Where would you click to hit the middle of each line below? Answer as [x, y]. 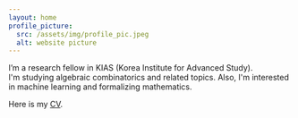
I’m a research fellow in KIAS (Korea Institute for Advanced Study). [131, 68]
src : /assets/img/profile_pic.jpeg [83, 34]
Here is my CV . [36, 105]
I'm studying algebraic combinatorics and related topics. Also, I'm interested [149, 78]
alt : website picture [57, 42]
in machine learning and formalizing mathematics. [101, 87]
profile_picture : [41, 26]
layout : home [33, 17]
